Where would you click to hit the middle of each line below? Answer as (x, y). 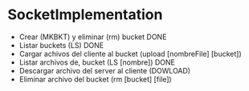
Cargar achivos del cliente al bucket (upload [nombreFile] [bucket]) (130, 53)
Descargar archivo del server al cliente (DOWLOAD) (104, 70)
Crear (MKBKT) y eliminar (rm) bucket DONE (93, 37)
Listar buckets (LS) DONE (61, 45)
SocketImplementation (85, 15)
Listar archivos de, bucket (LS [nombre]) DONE (97, 62)
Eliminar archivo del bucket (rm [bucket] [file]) (95, 79)
